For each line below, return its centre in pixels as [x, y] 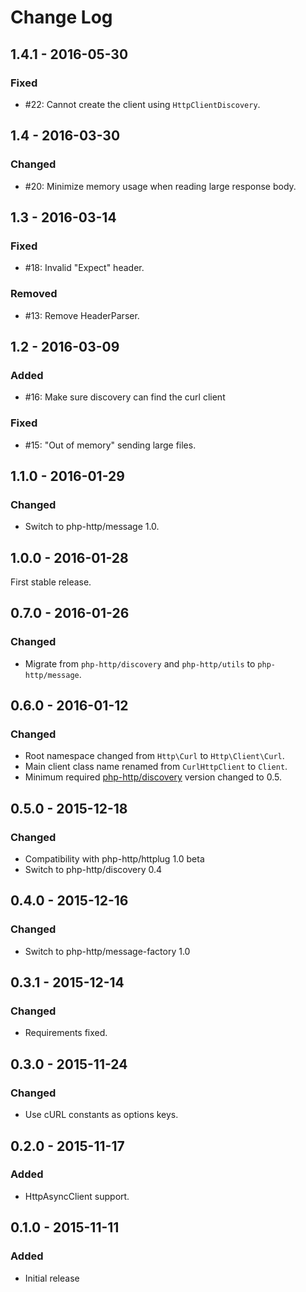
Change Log [61, 17]
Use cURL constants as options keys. [101, 1115]
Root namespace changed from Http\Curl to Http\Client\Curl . [154, 756]
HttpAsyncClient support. [77, 1196]
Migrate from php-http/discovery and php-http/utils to [140, 663]
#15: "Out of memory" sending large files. [110, 445]
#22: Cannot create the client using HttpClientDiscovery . [142, 104]
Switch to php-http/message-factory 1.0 [107, 951]
